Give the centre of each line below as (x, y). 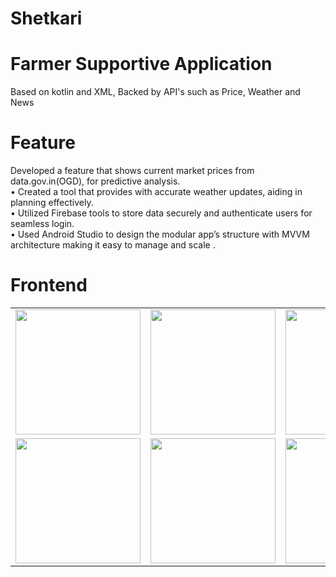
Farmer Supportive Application (141, 64)
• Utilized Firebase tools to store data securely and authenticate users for (161, 213)
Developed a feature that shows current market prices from (132, 171)
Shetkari (46, 18)
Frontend (49, 285)
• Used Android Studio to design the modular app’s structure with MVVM (160, 234)
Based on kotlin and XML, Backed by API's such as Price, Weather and (155, 92)
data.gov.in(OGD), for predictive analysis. (95, 181)
